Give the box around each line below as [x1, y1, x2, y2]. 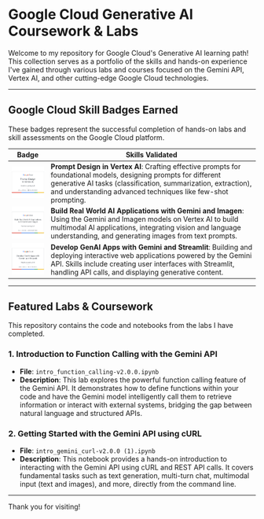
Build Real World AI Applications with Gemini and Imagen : [50, 206, 244, 215]
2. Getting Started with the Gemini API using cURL [8, 428, 203, 439]
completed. [8, 329, 45, 339]
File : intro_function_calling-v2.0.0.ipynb [19, 366, 159, 376]
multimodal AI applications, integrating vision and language [50, 223, 241, 233]
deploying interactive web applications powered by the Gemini [50, 250, 252, 260]
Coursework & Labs [8, 22, 139, 40]
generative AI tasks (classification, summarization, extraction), [50, 179, 252, 188]
